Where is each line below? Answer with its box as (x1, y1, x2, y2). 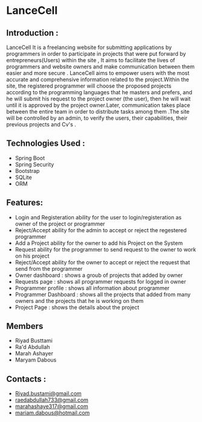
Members (6, 321, 44, 331)
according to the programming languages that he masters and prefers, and (6, 89, 192, 96)
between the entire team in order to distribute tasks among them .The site (6, 108, 190, 115)
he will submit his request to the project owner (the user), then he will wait (6, 95, 191, 102)
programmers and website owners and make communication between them (6, 63, 195, 70)
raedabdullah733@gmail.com (15, 397, 89, 404)
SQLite (15, 174, 32, 181)
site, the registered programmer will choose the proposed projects (6, 82, 172, 89)
